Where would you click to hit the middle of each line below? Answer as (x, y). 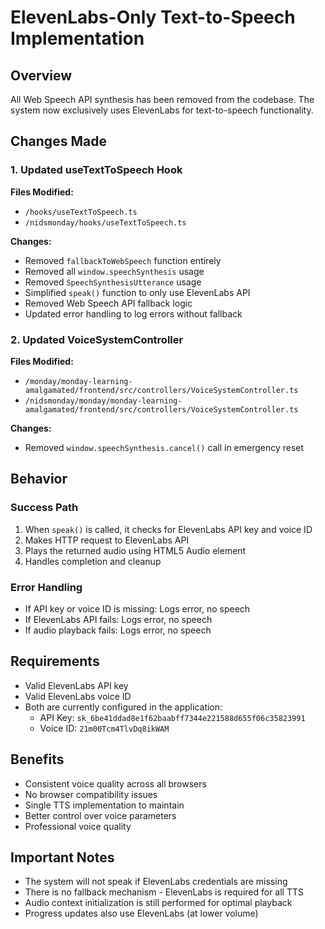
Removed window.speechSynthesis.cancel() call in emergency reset (164, 447)
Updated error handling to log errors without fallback (133, 313)
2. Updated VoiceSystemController (97, 339)
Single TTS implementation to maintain (104, 805)
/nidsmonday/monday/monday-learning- (103, 401)
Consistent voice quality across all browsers (115, 783)
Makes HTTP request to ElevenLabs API (107, 540)
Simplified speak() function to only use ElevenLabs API (137, 292)
